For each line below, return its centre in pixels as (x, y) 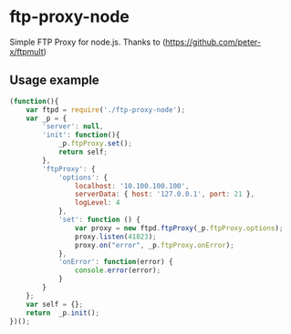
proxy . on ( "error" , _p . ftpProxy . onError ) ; (154, 245)
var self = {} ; (55, 304)
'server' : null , (73, 127)
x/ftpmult (26, 51)
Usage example (55, 81)
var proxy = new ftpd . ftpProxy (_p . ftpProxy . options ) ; (179, 228)
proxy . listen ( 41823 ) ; (115, 237)
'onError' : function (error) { (115, 262)
